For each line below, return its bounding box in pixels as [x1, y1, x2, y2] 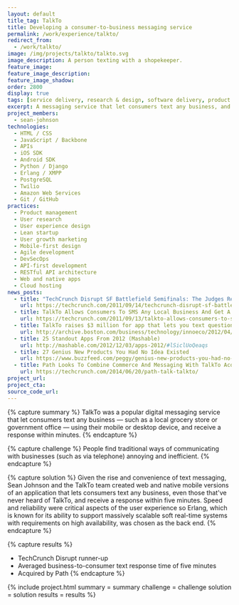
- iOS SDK [14, 150, 43, 157]
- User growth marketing [14, 236, 87, 243]
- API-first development [14, 262, 87, 269]
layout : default [7, 10, 55, 18]
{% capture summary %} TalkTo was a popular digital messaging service [7, 408, 221, 416]
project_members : [7, 110, 59, 117]
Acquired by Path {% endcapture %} [17, 569, 126, 577]
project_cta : [7, 381, 46, 388]
